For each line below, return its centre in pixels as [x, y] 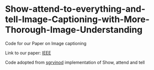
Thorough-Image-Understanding [74, 30]
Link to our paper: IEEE [28, 53]
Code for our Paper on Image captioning [46, 43]
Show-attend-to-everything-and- [75, 9]
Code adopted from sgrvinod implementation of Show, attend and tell [75, 62]
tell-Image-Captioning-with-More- [77, 19]
